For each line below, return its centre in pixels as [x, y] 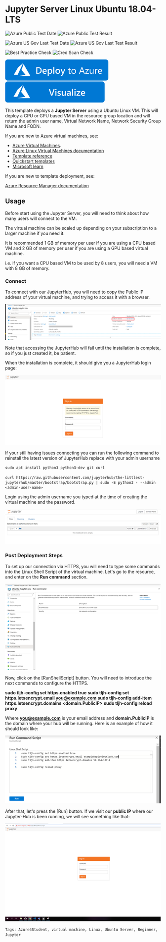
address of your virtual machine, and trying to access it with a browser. [77, 297]
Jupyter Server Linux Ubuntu [66, 9]
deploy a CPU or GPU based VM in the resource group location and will [78, 115]
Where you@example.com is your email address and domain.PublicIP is [80, 718]
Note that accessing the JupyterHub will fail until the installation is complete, [83, 348]
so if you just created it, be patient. [41, 353]
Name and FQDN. [23, 126]
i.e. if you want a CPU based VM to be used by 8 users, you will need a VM [81, 263]
